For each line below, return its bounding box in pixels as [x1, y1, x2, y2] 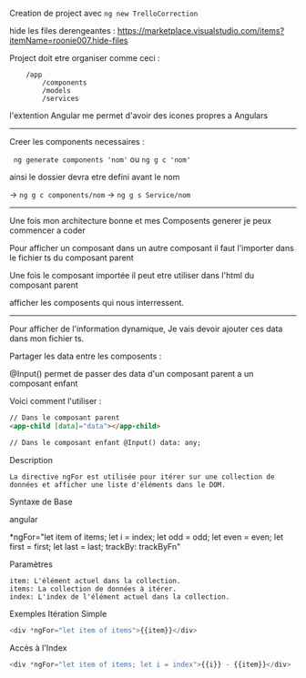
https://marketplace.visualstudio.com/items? [117, 25, 285, 35]
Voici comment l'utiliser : [9, 396, 102, 406]
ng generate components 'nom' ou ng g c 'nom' [13, 154, 191, 165]
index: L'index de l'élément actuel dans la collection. [9, 592, 230, 602]
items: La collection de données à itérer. [9, 584, 178, 593]
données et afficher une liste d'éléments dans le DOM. [9, 480, 226, 490]
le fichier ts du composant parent [9, 252, 134, 263]
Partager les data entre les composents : [9, 350, 162, 361]
